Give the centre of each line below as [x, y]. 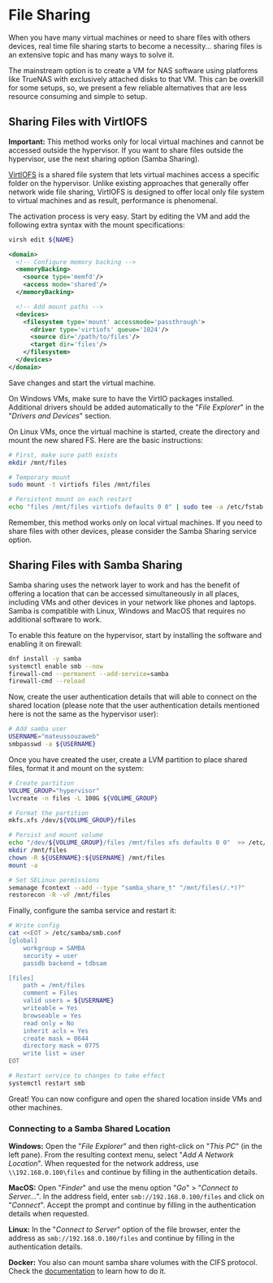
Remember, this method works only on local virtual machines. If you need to [135, 522]
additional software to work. [55, 619]
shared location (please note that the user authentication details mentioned [134, 705]
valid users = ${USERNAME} [69, 1001]
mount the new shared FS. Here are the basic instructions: [106, 440]
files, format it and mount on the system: [76, 768]
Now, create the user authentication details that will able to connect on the [133, 697]
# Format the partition [49, 813]
